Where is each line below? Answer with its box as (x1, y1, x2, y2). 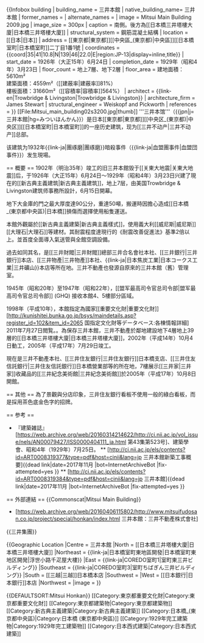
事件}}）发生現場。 (6, 152, 54, 158)
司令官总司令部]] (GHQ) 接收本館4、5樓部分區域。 (11, 292, 138, 299)
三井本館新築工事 (142, 454, 186, 460)
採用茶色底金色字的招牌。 (11, 398, 76, 406)
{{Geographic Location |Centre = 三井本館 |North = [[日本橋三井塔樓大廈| (6, 541, 189, 548)
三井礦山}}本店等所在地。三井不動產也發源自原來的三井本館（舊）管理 (13, 264, 189, 271)
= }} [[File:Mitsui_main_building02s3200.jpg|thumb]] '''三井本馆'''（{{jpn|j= (6, 108, 195, 115)
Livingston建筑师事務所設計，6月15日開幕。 (6, 187, 116, 194)
